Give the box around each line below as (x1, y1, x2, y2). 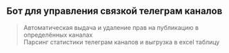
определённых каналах (23, 31, 93, 39)
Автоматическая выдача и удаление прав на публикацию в (23, 23, 199, 31)
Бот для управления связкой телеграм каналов (6, 5, 223, 17)
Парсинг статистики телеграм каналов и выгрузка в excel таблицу (23, 37, 220, 46)
